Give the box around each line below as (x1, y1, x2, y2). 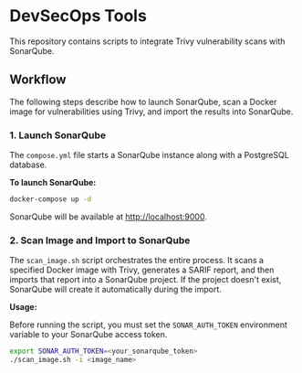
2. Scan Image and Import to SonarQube (9, 234, 191, 247)
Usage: (9, 302, 38, 313)
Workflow (9, 72, 67, 88)
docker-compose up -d (9, 195, 92, 204)
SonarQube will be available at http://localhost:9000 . (9, 211, 207, 222)
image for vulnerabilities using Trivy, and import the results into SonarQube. (9, 106, 294, 117)
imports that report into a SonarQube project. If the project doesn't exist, (9, 274, 282, 285)
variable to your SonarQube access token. (9, 329, 168, 340)
